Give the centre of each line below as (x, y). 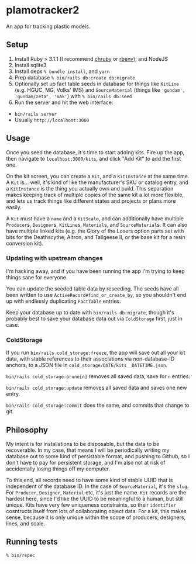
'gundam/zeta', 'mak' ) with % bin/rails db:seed (73, 96)
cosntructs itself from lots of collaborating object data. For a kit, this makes (96, 511)
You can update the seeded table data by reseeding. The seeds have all (92, 288)
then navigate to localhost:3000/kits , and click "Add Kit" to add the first (94, 158)
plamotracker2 (43, 10)
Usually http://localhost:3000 (52, 120)
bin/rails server (36, 114)
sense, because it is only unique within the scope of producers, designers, (96, 517)
